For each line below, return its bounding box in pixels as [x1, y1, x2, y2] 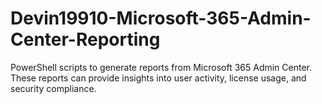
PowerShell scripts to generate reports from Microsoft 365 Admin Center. [10, 61, 313, 73]
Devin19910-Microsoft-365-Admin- [10, 7, 312, 30]
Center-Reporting [10, 28, 161, 51]
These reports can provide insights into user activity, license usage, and [10, 72, 307, 84]
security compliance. [10, 82, 97, 94]
